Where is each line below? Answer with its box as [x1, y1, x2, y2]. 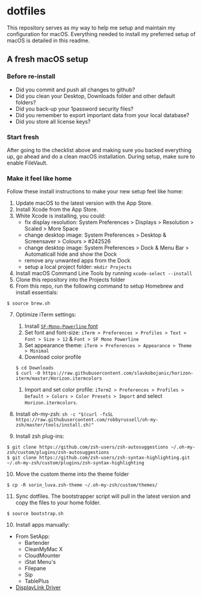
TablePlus [24, 578, 49, 585]
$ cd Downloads [15, 365, 54, 371]
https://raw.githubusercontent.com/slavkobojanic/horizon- [42, 371, 194, 377]
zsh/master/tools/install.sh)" [15, 422, 94, 428]
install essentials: [15, 289, 59, 296]
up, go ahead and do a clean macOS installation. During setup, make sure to [7, 153, 195, 160]
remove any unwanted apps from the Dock [24, 257, 131, 264]
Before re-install [7, 72, 56, 80]
